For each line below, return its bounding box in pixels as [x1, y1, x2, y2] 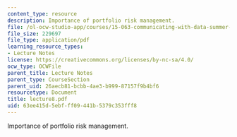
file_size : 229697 [7, 30, 61, 37]
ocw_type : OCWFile [7, 63, 61, 70]
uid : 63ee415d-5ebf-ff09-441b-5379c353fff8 [7, 102, 138, 109]
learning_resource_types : [7, 43, 83, 50]
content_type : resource [7, 10, 78, 18]
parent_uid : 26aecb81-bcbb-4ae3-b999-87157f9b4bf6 [7, 83, 159, 90]
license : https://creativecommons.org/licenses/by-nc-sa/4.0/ [7, 56, 194, 64]
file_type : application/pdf [7, 37, 90, 44]
